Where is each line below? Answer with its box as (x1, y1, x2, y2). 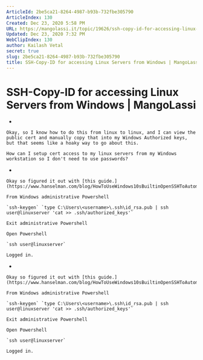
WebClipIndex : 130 (6, 37, 53, 43)
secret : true (6, 48, 39, 54)
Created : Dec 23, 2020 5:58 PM (6, 20, 85, 26)
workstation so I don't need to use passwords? (6, 156, 129, 162)
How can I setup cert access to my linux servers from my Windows (6, 151, 177, 157)
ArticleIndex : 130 (6, 14, 53, 21)
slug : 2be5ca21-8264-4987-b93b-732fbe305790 (6, 54, 120, 60)
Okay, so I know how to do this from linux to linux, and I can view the (6, 130, 196, 136)
